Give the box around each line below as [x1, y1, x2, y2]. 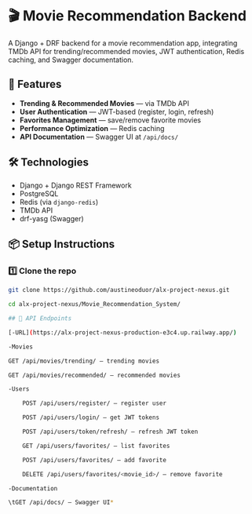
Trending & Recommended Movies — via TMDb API [19, 98, 190, 108]
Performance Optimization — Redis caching [19, 123, 165, 133]
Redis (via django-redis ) [19, 197, 99, 206]
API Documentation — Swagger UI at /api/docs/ [19, 132, 179, 141]
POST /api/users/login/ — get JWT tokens [22, 414, 159, 421]
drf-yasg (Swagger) [19, 213, 84, 223]
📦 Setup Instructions [8, 237, 115, 250]
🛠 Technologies [8, 155, 89, 170]
